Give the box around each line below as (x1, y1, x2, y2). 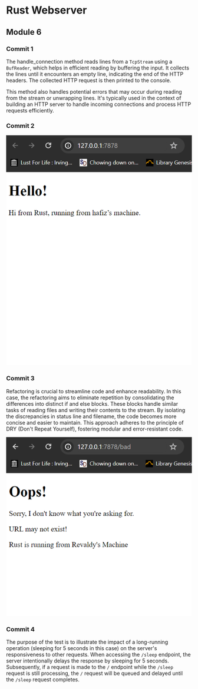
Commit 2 (6, 121, 35, 130)
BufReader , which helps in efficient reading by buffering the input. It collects (6, 64, 190, 71)
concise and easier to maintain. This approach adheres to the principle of (6, 419, 184, 426)
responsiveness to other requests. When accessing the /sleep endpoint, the (6, 651, 191, 658)
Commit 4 (6, 625, 35, 634)
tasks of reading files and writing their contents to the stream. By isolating (6, 406, 186, 413)
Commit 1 (6, 45, 34, 53)
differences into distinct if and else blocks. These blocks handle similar (6, 400, 179, 407)
